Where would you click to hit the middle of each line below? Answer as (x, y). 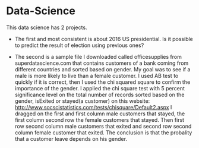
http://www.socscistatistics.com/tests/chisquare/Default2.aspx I (93, 107)
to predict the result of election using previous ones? (79, 45)
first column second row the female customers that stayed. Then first (99, 119)
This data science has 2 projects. (47, 27)
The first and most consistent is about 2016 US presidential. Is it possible (104, 39)
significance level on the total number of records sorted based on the (99, 95)
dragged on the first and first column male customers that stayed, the (100, 114)
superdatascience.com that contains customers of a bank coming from (102, 63)
